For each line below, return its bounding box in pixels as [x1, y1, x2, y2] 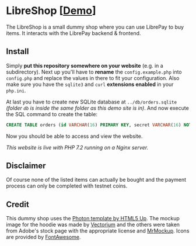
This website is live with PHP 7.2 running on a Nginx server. [6, 144, 149, 151]
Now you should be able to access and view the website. [6, 133, 143, 140]
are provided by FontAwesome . [6, 234, 81, 241]
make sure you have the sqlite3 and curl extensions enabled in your [6, 81, 174, 88]
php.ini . [6, 86, 26, 94]
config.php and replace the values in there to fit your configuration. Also [6, 74, 180, 81]
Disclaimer [6, 161, 46, 171]
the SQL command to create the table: [6, 110, 98, 117]
